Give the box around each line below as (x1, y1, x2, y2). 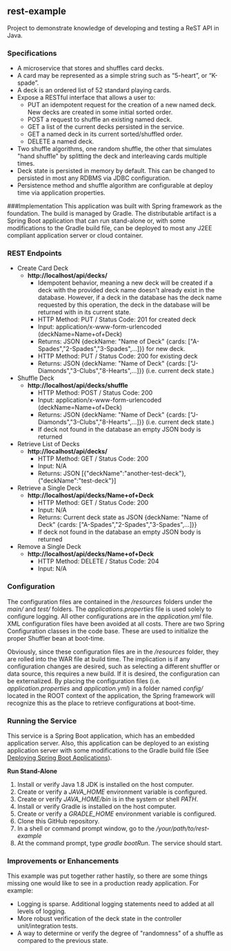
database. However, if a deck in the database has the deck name (37, 293, 222, 302)
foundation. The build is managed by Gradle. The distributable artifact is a (7, 210, 217, 218)
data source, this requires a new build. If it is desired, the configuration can (7, 669, 221, 678)
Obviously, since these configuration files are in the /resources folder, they (7, 648, 219, 656)
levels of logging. (17, 907, 67, 916)
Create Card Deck (17, 264, 69, 272)
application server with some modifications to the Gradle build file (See (7, 746, 209, 754)
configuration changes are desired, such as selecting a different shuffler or (7, 662, 220, 670)
